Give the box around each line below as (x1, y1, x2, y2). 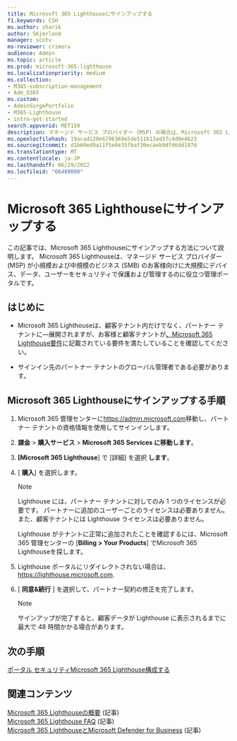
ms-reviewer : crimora (7, 43, 71, 50)
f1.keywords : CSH (7, 17, 59, 24)
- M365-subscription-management (7, 83, 102, 90)
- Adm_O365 (7, 89, 39, 96)
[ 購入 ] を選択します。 (17, 468, 81, 477)
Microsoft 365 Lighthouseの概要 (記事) (7, 708, 120, 716)
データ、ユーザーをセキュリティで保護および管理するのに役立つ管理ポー (19, 269, 229, 278)
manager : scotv (7, 37, 52, 44)
